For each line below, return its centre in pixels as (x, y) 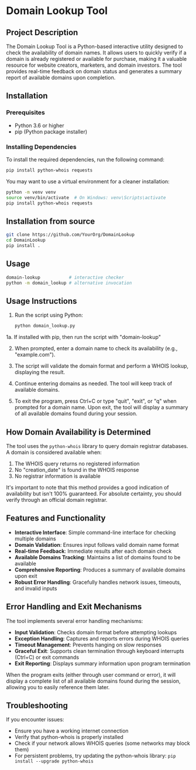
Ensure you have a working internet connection (71, 731)
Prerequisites (25, 112)
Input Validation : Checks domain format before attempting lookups (96, 632)
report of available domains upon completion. (61, 78)
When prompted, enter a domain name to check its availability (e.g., (96, 348)
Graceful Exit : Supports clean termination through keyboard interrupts (99, 651)
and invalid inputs (36, 588)
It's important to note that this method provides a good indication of (87, 487)
